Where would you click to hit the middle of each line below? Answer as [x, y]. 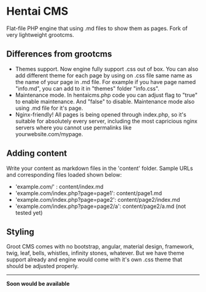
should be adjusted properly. [43, 266]
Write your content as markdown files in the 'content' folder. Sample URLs [100, 168]
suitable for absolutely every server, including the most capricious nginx [106, 121]
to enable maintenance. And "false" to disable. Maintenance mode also [105, 101]
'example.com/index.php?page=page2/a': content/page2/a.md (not [101, 206]
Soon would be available [38, 284]
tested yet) [29, 212]
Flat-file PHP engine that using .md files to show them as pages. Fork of [97, 28]
